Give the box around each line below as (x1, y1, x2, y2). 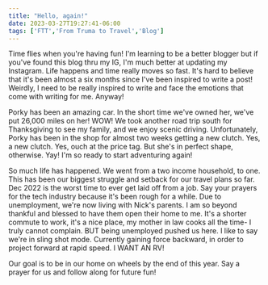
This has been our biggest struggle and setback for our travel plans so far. (8, 174, 256, 184)
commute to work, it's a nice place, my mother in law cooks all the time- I (8, 217, 252, 227)
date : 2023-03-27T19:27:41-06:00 (8, 19, 121, 27)
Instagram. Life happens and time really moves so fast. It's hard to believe (8, 66, 254, 76)
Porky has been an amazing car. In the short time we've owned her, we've (8, 107, 254, 117)
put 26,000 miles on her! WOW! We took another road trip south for (8, 116, 232, 126)
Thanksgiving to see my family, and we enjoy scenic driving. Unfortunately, (8, 124, 258, 134)
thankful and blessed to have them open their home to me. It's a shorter (8, 209, 247, 219)
